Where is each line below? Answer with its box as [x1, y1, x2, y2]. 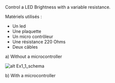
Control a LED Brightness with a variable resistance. [5, 4, 111, 10]
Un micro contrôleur [12, 34, 53, 39]
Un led [12, 23, 26, 29]
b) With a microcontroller [5, 73, 56, 78]
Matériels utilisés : [5, 14, 42, 19]
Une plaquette [12, 28, 41, 34]
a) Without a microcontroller [5, 54, 62, 59]
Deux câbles [12, 44, 38, 50]
